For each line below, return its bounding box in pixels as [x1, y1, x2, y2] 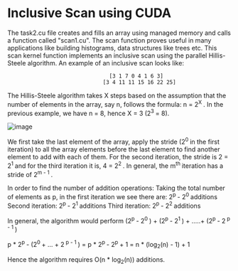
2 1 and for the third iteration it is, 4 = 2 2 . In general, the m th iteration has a [7, 160, 224, 170]
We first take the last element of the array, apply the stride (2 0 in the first [7, 137, 220, 146]
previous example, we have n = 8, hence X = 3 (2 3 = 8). [7, 107, 170, 117]
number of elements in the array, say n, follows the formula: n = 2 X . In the [7, 98, 224, 108]
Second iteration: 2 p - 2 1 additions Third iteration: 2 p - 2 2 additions [7, 200, 201, 210]
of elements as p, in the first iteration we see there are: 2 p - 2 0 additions [7, 191, 218, 201]
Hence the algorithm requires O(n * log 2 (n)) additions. [7, 255, 166, 266]
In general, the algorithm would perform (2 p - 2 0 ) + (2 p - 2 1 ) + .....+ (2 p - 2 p [7, 215, 231, 225]
